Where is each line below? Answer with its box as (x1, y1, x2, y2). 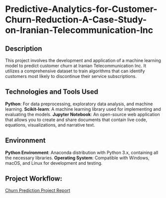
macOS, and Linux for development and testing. (5, 160, 103, 166)
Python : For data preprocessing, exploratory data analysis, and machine (5, 101, 153, 107)
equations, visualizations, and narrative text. (5, 122, 95, 128)
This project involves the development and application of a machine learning (5, 58, 161, 63)
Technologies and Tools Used (5, 88, 98, 96)
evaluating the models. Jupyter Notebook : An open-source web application (5, 111, 160, 117)
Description (5, 44, 42, 53)
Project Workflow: (5, 175, 62, 183)
